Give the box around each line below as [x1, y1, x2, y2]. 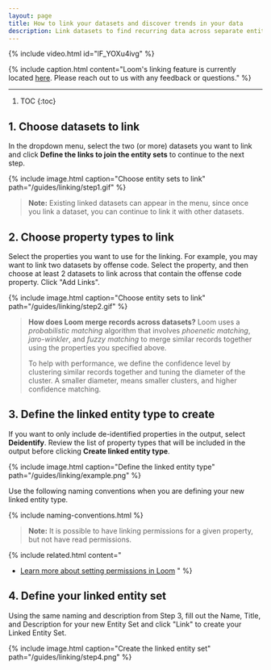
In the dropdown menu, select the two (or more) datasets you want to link [8, 141, 252, 151]
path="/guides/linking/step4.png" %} [8, 651, 132, 662]
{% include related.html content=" [8, 550, 122, 559]
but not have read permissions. [27, 534, 131, 544]
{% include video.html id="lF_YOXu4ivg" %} [8, 49, 155, 59]
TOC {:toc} [19, 96, 56, 106]
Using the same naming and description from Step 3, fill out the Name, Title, [8, 610, 261, 620]
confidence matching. [27, 384, 102, 394]
